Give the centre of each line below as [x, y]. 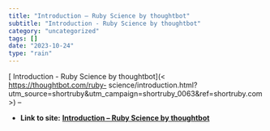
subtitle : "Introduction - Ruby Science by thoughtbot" [105, 23]
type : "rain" [30, 53]
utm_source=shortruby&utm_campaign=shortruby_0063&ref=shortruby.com [135, 93]
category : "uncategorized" [54, 31]
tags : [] [23, 38]
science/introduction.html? [153, 85]
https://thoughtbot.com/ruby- [58, 85]
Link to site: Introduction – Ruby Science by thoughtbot [115, 118]
